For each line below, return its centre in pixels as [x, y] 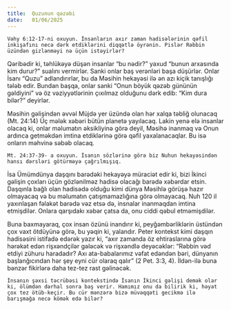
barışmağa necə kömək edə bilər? [55, 299]
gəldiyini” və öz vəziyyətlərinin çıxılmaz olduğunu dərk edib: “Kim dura [107, 93]
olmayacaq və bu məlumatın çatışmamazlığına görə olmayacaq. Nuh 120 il [112, 196]
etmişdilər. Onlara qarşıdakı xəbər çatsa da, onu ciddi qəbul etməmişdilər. [111, 211]
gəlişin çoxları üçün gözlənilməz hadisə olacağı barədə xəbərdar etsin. [107, 181]
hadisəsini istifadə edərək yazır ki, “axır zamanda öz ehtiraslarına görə [107, 239]
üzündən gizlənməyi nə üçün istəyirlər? [66, 51]
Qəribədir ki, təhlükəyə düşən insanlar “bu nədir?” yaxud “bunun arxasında [113, 63]
